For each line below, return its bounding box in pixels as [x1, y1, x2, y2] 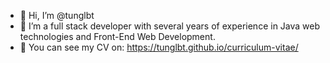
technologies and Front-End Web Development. [19, 31, 216, 42]
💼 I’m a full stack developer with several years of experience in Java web [19, 20, 321, 32]
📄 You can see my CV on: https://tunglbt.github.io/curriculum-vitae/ [19, 41, 299, 53]
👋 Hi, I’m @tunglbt [19, 10, 95, 21]
